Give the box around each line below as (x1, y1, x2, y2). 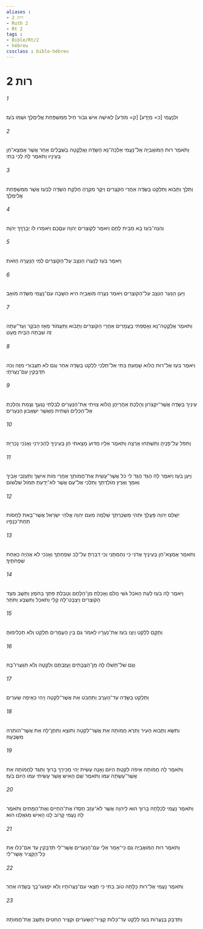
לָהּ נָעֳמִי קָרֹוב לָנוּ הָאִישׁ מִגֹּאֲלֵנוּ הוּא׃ (6, 811, 84, 818)
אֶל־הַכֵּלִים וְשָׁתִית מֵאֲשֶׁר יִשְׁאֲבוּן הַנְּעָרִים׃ (6, 407, 93, 414)
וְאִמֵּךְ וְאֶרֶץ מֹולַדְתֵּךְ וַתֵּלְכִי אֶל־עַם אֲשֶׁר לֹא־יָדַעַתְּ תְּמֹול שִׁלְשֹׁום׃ (6, 479, 140, 486)
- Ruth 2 (6, 20, 28, 26)
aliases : (6, 8, 32, 15)
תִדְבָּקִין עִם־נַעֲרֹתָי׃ (6, 368, 45, 375)
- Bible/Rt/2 (6, 37, 39, 43)
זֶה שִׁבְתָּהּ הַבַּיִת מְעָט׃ (6, 328, 52, 336)
